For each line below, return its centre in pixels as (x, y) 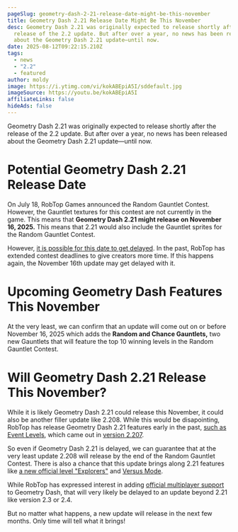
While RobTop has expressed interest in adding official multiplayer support (116, 485)
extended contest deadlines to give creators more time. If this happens (110, 255)
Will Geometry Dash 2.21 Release (107, 377)
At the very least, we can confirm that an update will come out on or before (117, 326)
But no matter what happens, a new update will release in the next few (110, 513)
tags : (15, 54)
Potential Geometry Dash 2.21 (97, 170)
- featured (30, 73)
